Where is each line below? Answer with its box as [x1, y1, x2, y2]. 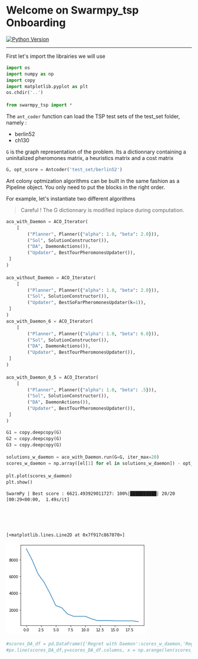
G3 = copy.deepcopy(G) [6, 442, 62, 448]
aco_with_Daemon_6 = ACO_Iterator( [6, 318, 94, 324]
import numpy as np [6, 71, 54, 77]
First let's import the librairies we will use [6, 53, 105, 60]
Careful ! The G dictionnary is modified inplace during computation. [20, 206, 184, 213]
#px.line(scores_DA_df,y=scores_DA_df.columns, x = [6, 647, 136, 653]
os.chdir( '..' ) [6, 90, 44, 96]
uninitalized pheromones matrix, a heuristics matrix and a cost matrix [6, 155, 174, 162]
